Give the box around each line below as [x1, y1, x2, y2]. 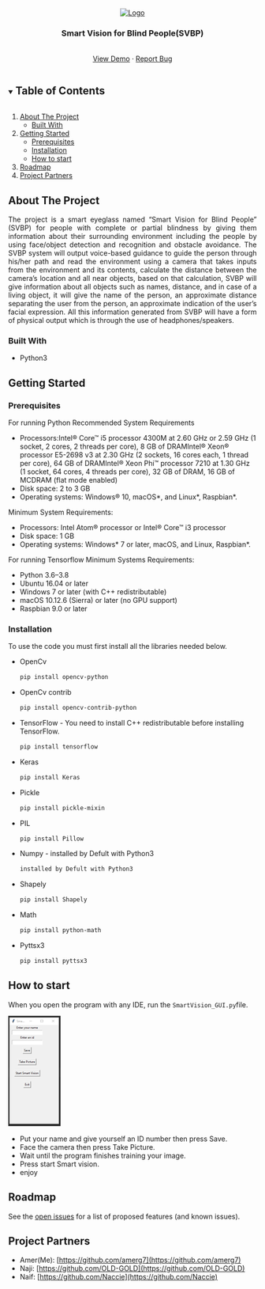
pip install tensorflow [19, 742, 99, 751]
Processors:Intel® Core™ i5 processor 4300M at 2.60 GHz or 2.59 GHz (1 [19, 433, 256, 442]
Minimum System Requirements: [8, 507, 114, 517]
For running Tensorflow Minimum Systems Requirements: [8, 555, 195, 564]
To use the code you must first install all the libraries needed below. [8, 642, 227, 651]
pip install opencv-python [19, 673, 109, 681]
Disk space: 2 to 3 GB [19, 483, 91, 493]
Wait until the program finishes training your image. [19, 1151, 187, 1160]
